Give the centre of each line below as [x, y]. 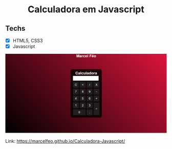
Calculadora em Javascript [86, 9]
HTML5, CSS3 [28, 40]
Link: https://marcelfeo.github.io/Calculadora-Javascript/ [65, 141]
